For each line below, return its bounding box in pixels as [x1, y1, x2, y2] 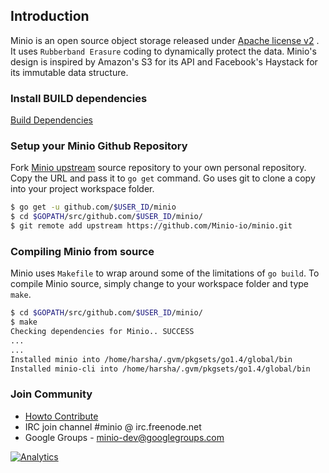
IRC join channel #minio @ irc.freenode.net [24, 420, 202, 433]
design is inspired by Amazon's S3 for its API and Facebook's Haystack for [10, 55, 318, 68]
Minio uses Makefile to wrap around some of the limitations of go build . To [10, 267, 320, 279]
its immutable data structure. [10, 66, 129, 78]
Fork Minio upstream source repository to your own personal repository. [10, 162, 307, 174]
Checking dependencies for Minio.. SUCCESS [10, 327, 195, 337]
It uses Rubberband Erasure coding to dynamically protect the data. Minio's [10, 45, 317, 57]
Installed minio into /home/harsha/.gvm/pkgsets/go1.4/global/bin [10, 354, 293, 364]
